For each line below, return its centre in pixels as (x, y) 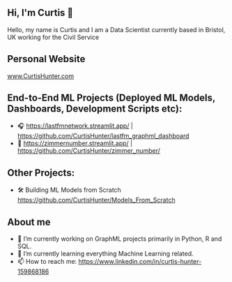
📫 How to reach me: (47, 262)
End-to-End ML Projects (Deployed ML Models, (111, 98)
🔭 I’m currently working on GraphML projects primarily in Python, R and (119, 239)
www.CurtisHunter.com (41, 76)
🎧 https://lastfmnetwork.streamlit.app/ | (75, 126)
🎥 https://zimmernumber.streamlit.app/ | (75, 143)
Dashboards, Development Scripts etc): (95, 109)
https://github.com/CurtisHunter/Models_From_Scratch (96, 200)
